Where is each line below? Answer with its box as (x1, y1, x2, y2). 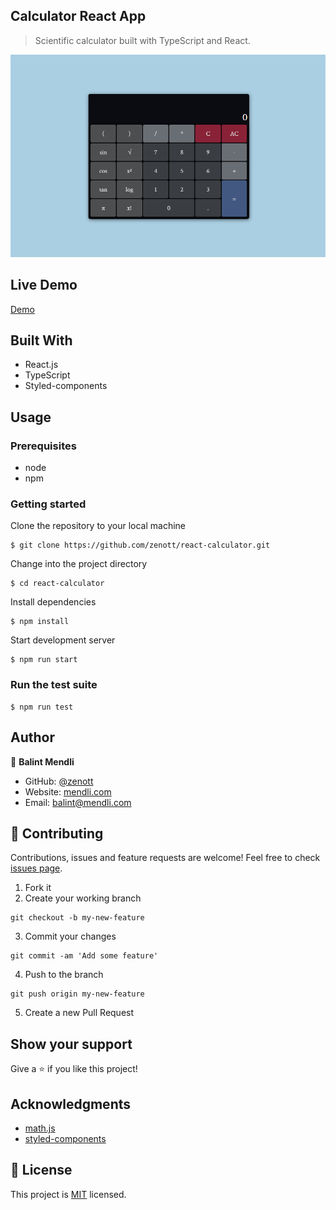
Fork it (24, 882, 52, 894)
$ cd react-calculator (10, 579, 105, 589)
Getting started (10, 497, 87, 511)
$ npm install (10, 617, 70, 627)
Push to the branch (24, 969, 104, 981)
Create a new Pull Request (24, 1007, 135, 1019)
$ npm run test (10, 702, 74, 712)
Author (10, 729, 55, 746)
